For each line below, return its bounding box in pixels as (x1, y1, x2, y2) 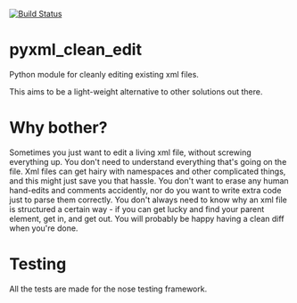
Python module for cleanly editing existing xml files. (9, 69, 199, 79)
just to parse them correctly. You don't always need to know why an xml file (9, 194, 287, 205)
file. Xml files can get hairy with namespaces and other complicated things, (9, 166, 286, 176)
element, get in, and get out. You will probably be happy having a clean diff (9, 213, 285, 224)
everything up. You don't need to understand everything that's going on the (9, 156, 287, 167)
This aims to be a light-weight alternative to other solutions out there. (9, 86, 263, 97)
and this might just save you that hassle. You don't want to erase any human (9, 175, 289, 186)
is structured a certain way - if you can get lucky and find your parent (9, 203, 265, 214)
